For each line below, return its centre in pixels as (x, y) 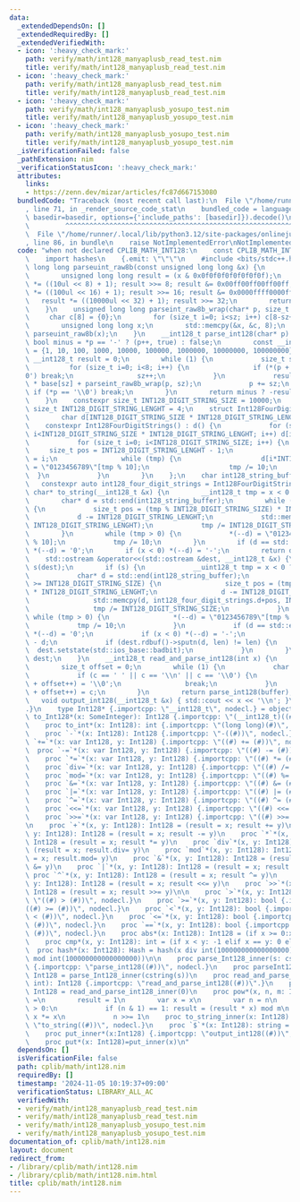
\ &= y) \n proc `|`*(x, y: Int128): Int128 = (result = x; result (158, 867)
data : (19, 17)
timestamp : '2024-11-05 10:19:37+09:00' (93, 1083)
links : (37, 185)
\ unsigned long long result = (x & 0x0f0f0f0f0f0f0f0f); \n (153, 276)
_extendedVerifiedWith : (61, 43)
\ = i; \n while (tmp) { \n (103, 459)
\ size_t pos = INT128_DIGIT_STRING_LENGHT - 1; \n (129, 451)
